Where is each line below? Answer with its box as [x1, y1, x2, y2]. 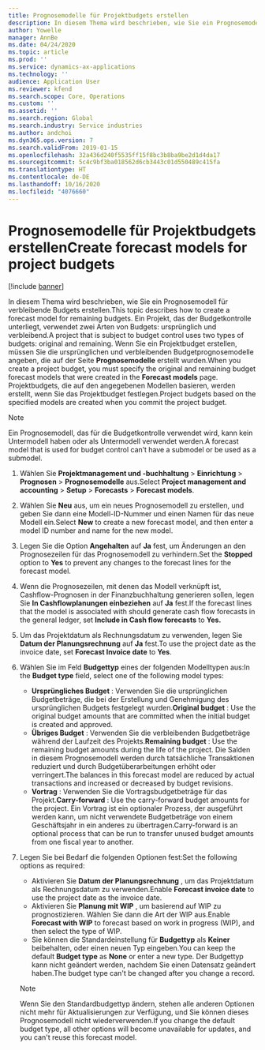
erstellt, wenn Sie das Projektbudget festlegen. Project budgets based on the [8, 388, 256, 399]
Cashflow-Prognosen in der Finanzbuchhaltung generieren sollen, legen [19, 590, 255, 599]
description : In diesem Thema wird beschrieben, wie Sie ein [8, 19, 214, 27]
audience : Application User [8, 77, 101, 85]
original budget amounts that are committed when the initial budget [31, 711, 251, 721]
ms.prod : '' [8, 56, 47, 64]
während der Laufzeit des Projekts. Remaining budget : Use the [31, 736, 238, 746]
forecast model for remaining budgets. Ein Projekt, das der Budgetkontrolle [8, 313, 252, 323]
